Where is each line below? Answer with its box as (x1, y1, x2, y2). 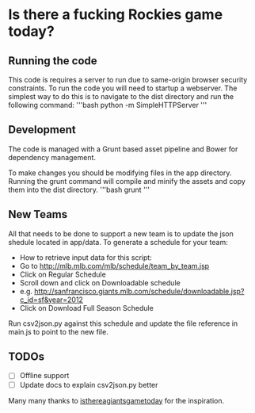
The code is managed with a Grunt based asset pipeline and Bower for (8, 144, 238, 154)
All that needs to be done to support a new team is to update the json (8, 228, 234, 239)
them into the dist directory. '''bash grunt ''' (8, 185, 150, 194)
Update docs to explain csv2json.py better (19, 380, 158, 389)
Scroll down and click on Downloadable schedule (19, 277, 181, 287)
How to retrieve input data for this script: (19, 252, 152, 262)
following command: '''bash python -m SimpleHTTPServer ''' (8, 101, 207, 109)
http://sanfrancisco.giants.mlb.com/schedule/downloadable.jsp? (34, 286, 245, 296)
